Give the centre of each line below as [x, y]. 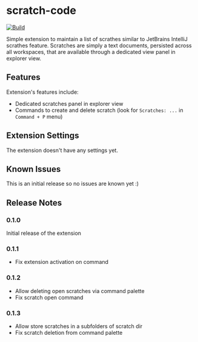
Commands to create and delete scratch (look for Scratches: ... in [99, 110]
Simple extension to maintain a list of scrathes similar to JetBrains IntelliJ [97, 39]
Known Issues [34, 169]
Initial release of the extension [44, 233]
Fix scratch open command [49, 297]
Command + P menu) [39, 116]
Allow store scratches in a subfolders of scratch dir [79, 326]
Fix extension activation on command [62, 262]
